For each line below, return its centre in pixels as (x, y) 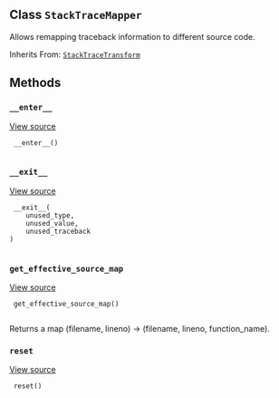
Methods (35, 83)
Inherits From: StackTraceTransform (75, 54)
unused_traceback (58, 231)
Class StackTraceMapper (76, 15)
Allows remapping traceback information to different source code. (132, 36)
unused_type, (50, 215)
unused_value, (52, 223)
